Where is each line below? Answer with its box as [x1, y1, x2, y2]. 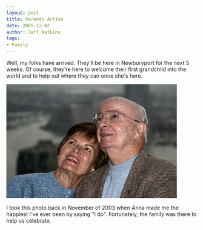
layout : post [6, 10, 39, 16]
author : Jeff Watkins [6, 29, 61, 35]
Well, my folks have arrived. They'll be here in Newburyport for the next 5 [6, 59, 190, 66]
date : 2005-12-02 [6, 22, 50, 29]
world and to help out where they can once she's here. [6, 72, 143, 79]
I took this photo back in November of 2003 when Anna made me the [6, 204, 179, 211]
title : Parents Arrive [6, 16, 64, 22]
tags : [6, 35, 20, 42]
